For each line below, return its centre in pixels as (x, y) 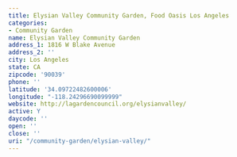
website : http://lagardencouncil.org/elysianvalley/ (97, 104)
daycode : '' (28, 119)
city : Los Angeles (39, 60)
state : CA (25, 67)
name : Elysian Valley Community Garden (74, 38)
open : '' (23, 126)
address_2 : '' (32, 52)
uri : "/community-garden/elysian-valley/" (80, 141)
